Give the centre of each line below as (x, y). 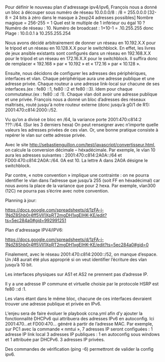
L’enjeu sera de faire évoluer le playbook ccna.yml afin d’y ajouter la (74, 313)
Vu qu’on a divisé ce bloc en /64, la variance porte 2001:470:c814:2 (73, 119)
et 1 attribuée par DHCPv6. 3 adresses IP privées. (55, 340)
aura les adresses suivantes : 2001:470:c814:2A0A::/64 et (64, 155)
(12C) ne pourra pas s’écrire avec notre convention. (57, 191)
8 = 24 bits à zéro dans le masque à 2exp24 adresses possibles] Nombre (79, 17)
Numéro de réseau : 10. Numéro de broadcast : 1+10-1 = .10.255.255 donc (79, 28)
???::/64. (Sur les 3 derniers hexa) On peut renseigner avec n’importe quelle (82, 125)
